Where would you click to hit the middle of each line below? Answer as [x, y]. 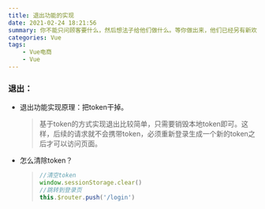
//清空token [58, 175]
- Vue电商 [37, 52]
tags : [17, 45]
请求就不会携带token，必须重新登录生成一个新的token [161, 134]
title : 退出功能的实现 [41, 15]
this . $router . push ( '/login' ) [87, 197]
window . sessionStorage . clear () [91, 183]
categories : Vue [35, 37]
